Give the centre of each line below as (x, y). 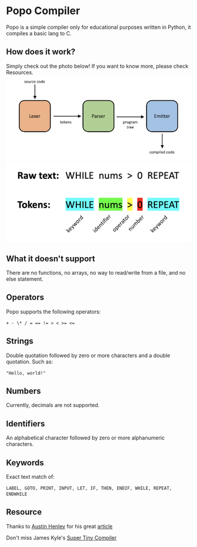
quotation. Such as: (30, 361)
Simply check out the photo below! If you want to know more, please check (97, 66)
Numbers (24, 391)
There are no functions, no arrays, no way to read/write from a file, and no (96, 272)
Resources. (20, 72)
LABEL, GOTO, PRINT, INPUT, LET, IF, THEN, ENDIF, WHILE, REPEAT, (89, 488)
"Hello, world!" (26, 373)
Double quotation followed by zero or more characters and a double (88, 355)
